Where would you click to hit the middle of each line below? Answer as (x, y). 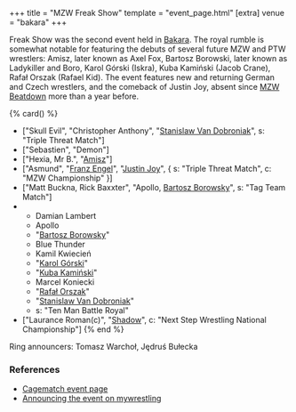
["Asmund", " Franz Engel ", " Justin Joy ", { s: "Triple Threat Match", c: (147, 169)
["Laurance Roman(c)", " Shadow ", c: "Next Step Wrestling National (144, 320)
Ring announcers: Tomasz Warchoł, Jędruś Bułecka (104, 347)
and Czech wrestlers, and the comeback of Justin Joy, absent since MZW (144, 87)
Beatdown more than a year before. (74, 96)
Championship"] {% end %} (73, 329)
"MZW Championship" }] (67, 178)
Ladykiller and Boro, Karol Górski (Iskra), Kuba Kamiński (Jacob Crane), (140, 68)
